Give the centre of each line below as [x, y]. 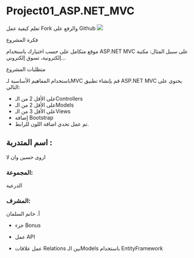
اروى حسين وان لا [26, 157]
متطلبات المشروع [26, 69]
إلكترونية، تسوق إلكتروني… [36, 57]
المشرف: [19, 201]
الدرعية [14, 185]
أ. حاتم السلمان [23, 214]
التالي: [13, 87]
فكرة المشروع [22, 39]
